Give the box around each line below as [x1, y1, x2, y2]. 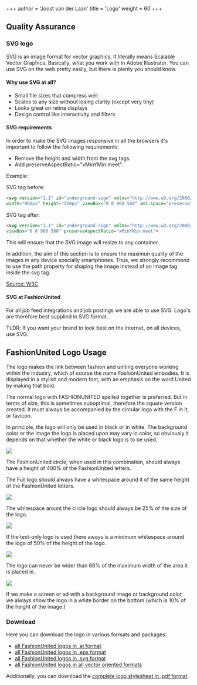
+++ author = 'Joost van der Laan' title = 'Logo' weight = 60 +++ [6, 5, 162, 12]
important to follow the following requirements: [6, 143, 119, 150]
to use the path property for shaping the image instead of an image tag [6, 263, 178, 270]
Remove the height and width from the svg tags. [14, 155, 131, 162]
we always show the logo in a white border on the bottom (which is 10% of [6, 596, 186, 604]
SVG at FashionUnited [6, 294, 61, 301]
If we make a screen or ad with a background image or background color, [6, 590, 184, 597]
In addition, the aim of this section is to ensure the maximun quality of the [6, 250, 184, 257]
